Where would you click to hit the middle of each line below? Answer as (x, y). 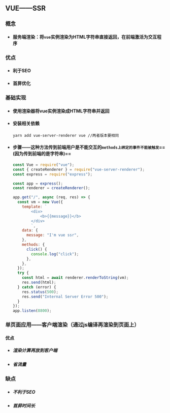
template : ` (35, 207)
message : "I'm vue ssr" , (53, 235)
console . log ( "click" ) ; (55, 254)
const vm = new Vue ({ (40, 202)
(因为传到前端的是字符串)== (42, 154)
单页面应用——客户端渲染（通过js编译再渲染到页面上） (72, 325)
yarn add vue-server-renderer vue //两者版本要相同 (66, 135)
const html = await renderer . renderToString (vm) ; (75, 278)
